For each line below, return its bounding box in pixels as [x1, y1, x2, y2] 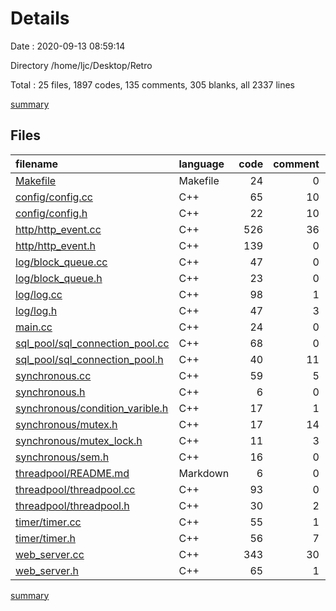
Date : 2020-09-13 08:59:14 [10, 40, 126, 52]
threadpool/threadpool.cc [15, 482, 136, 496]
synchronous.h [15, 385, 86, 399]
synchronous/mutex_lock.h [15, 433, 143, 447]
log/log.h [15, 303, 58, 317]
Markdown [178, 466, 230, 480]
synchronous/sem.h [15, 450, 110, 464]
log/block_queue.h [15, 271, 103, 285]
